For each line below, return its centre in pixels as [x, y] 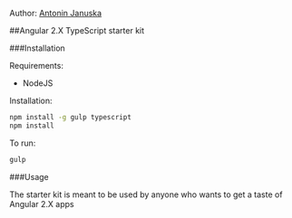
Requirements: [36, 66]
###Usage [29, 176]
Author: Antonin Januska [56, 13]
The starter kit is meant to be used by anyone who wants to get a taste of [146, 194]
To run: [23, 143]
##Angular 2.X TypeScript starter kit [77, 30]
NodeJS [38, 83]
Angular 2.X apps [42, 204]
